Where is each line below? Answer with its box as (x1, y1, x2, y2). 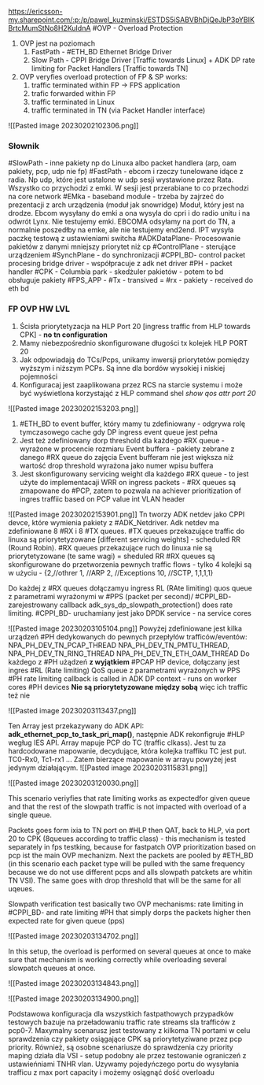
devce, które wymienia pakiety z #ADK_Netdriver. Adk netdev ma (8, 517, 220, 527)
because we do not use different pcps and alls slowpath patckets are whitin (8, 867, 253, 876)
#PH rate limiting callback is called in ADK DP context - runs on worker (8, 673, 237, 683)
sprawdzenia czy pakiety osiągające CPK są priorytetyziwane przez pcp (8, 1034, 242, 1043)
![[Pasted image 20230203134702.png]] (8, 931, 139, 940)
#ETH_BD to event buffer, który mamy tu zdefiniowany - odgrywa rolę (19, 419, 246, 428)
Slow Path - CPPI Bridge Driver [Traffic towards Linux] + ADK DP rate (31, 55, 255, 65)
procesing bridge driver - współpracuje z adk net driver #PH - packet (8, 259, 233, 268)
